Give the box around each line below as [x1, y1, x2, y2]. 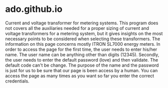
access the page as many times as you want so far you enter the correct [5, 73, 154, 79]
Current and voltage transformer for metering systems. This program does [5, 20, 158, 26]
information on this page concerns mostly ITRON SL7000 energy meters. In [5, 41, 161, 47]
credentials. [5, 78, 29, 84]
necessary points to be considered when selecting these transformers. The [5, 36, 160, 42]
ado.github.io [5, 3, 62, 15]
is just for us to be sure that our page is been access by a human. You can [5, 67, 158, 73]
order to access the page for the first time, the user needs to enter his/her [5, 46, 157, 52]
